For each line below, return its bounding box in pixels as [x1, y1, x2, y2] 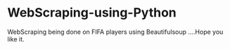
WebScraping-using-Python [7, 5, 177, 21]
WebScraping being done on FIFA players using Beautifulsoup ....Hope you [7, 28, 224, 36]
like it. [7, 35, 25, 43]
